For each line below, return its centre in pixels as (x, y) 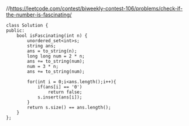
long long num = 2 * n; (56, 56)
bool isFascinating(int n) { (52, 36)
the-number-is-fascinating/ (39, 15)
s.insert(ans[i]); (60, 97)
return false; (65, 92)
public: (16, 30)
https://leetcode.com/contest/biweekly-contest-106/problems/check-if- (96, 8)
